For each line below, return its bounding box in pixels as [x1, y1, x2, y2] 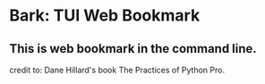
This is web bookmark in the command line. [9, 41, 257, 56]
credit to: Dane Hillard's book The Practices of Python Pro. [9, 64, 226, 75]
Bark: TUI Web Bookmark [9, 5, 201, 26]
